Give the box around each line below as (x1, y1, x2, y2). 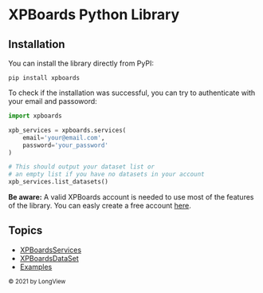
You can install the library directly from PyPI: (8, 58, 154, 68)
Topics (8, 224, 43, 237)
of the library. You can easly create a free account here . (8, 201, 191, 210)
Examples (19, 262, 53, 271)
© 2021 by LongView (8, 277, 66, 285)
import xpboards (8, 112, 62, 120)
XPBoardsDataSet (19, 253, 80, 263)
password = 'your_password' (22, 141, 109, 149)
